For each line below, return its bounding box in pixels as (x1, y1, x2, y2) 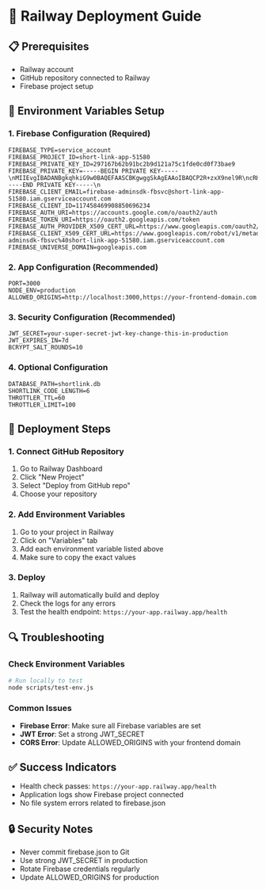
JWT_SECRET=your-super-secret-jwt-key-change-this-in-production (8, 330, 228, 338)
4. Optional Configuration (8, 362, 108, 373)
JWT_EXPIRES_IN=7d (8, 337, 69, 345)
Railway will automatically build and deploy (19, 590, 160, 599)
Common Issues (8, 703, 73, 714)
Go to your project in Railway (19, 527, 115, 537)
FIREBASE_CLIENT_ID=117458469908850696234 (8, 201, 150, 209)
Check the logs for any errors (19, 598, 116, 608)
